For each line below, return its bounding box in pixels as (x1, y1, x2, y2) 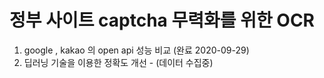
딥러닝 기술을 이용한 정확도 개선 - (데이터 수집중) (23, 56, 214, 68)
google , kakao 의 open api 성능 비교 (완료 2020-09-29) (23, 44, 250, 56)
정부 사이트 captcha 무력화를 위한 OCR (9, 9, 315, 32)
